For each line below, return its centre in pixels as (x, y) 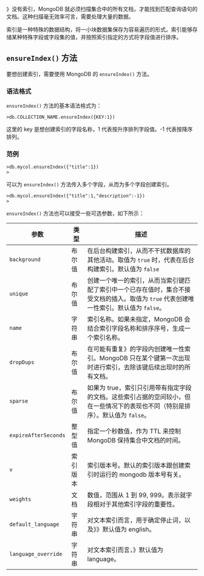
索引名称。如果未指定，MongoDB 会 (139, 320)
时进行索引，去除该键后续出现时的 (136, 367)
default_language (34, 525)
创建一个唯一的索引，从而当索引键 (136, 281)
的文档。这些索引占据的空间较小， (136, 397)
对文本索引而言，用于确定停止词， (136, 521)
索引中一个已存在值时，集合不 (142, 290)
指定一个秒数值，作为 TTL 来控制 (134, 431)
